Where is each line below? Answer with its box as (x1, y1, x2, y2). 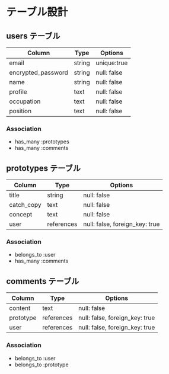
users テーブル (6, 31, 60, 41)
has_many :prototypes (14, 138, 69, 145)
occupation (9, 97, 41, 106)
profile (9, 88, 28, 95)
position (9, 107, 31, 115)
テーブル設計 (6, 5, 68, 19)
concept (9, 210, 33, 219)
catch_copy (9, 201, 42, 209)
